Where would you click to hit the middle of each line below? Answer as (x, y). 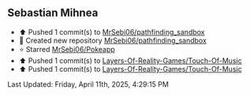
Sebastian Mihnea (53, 13)
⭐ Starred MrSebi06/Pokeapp (67, 49)
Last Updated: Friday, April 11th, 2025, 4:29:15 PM (88, 84)
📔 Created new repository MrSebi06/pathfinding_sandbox (112, 40)
